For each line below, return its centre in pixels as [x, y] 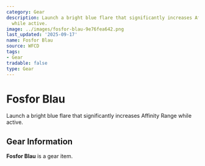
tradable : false [27, 63]
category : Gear [26, 12]
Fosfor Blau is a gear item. [40, 156]
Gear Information [40, 141]
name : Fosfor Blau [30, 40]
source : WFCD [23, 46]
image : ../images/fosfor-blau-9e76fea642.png [65, 29]
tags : [13, 52]
